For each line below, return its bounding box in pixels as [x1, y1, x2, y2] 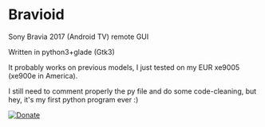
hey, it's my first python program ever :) [8, 94, 139, 104]
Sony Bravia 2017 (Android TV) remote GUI [8, 32, 149, 41]
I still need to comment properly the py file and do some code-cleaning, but [8, 86, 257, 96]
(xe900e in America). [8, 71, 78, 80]
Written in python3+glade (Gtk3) [8, 47, 115, 56]
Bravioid [8, 6, 65, 24]
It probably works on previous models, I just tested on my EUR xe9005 [8, 62, 240, 72]
